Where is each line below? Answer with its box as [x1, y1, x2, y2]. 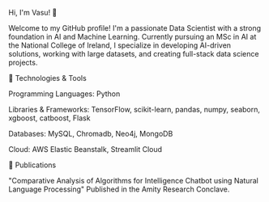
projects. [8, 57, 38, 67]
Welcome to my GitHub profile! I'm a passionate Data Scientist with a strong [8, 23, 262, 32]
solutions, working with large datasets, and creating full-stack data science [8, 49, 259, 58]
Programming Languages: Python [8, 89, 121, 99]
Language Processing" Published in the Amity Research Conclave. [8, 184, 230, 194]
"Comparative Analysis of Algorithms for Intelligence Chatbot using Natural [8, 176, 259, 185]
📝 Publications [8, 160, 57, 170]
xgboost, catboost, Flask [8, 113, 91, 123]
